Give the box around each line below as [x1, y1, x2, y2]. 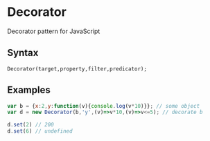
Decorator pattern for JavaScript [7, 27, 100, 35]
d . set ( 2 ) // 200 [7, 122, 54, 129]
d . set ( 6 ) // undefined [7, 128, 73, 135]
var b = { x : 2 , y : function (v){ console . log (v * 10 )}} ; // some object [7, 102, 200, 109]
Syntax [7, 47, 39, 59]
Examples [7, 84, 51, 96]
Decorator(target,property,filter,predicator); [7, 65, 148, 73]
